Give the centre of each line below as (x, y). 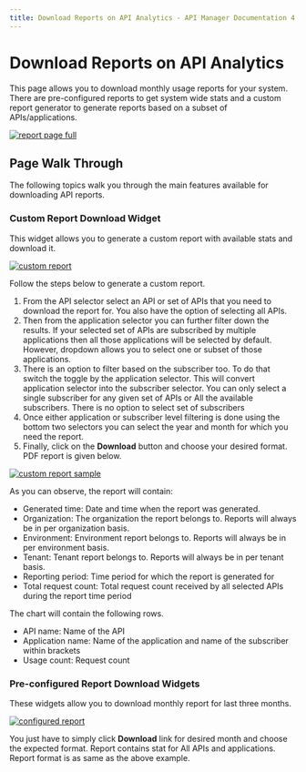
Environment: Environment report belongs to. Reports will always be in (154, 537)
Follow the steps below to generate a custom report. (107, 283)
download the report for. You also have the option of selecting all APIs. (155, 310)
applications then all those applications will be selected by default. (147, 340)
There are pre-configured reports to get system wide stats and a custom (145, 97)
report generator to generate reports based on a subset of (118, 107)
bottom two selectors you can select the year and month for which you (155, 427)
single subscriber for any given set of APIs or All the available (138, 398)
